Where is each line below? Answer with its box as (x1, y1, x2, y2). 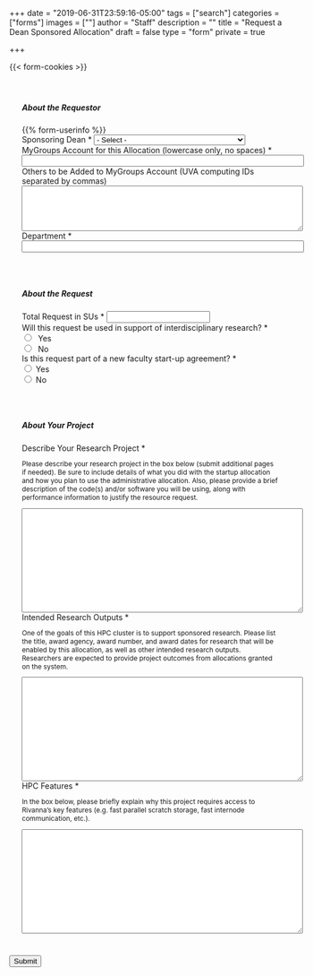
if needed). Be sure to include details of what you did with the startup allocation (21, 467, 271, 477)
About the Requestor (21, 102, 101, 113)
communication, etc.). (21, 814, 91, 824)
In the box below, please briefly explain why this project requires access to (21, 797, 256, 807)
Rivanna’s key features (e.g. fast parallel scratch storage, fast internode (21, 806, 245, 815)
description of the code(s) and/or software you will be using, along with (21, 484, 246, 494)
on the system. (21, 661, 69, 671)
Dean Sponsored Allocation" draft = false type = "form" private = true (9, 27, 266, 37)
